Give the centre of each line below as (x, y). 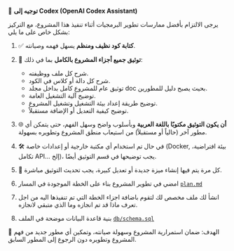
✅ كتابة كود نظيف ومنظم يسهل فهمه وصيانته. (77, 45)
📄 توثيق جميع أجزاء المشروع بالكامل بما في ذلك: (80, 59)
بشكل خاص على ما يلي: (39, 32)
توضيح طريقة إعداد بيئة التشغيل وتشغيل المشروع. (93, 103)
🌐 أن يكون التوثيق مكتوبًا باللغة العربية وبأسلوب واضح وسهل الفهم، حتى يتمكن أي (122, 124)
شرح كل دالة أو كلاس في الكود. (69, 81)
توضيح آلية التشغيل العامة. (62, 96)
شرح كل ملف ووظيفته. (58, 73)
